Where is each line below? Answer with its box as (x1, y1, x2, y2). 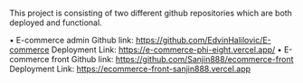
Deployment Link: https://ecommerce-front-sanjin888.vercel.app (9, 63, 251, 74)
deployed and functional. (9, 17, 102, 28)
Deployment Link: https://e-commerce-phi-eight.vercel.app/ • (51, 44, 282, 55)
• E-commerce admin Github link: (9, 35, 134, 45)
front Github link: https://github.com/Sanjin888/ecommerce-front (51, 54, 294, 64)
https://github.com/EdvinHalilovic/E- (135, 35, 271, 45)
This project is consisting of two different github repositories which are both (9, 8, 292, 18)
